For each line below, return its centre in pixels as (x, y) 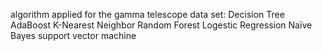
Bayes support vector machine (73, 35)
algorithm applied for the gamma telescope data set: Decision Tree (147, 14)
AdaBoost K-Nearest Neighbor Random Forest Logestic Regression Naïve (161, 25)
